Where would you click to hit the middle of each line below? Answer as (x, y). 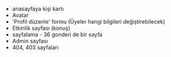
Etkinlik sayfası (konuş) (41, 28)
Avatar (20, 15)
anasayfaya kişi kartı (38, 9)
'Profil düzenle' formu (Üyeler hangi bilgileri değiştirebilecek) (89, 22)
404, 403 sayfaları (35, 47)
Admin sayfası (30, 41)
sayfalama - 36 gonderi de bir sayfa (57, 35)
